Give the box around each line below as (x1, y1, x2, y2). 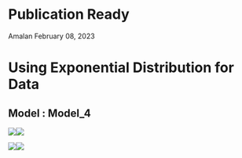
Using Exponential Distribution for (8, 59, 234, 77)
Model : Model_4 (8, 106, 92, 120)
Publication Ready (8, 5, 130, 23)
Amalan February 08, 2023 (8, 31, 96, 41)
